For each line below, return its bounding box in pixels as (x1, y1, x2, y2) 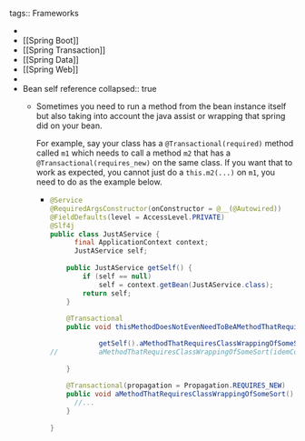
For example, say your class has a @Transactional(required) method (35, 138, 294, 148)
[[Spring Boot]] (22, 35, 79, 45)
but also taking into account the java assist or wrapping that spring (35, 111, 286, 121)
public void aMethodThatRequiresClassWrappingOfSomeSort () (66, 390, 294, 399)
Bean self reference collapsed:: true (22, 84, 157, 94)
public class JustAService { (49, 229, 161, 239)
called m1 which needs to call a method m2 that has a (35, 147, 231, 158)
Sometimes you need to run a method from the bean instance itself (35, 101, 287, 112)
